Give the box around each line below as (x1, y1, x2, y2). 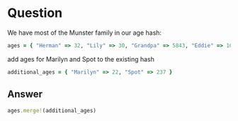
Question (7, 5, 62, 21)
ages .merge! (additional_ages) (7, 107, 97, 114)
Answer (7, 88, 43, 100)
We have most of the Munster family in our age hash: (7, 28, 161, 37)
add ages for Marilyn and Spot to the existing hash (7, 54, 154, 63)
